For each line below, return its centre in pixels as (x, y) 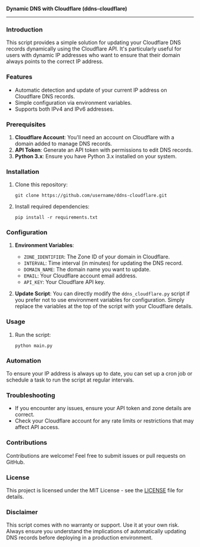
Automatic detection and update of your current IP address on (91, 90)
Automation (24, 361)
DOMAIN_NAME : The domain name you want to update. (87, 270)
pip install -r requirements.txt (56, 218)
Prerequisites (26, 124)
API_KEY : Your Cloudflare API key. (64, 282)
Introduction (24, 29)
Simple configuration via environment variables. (73, 102)
